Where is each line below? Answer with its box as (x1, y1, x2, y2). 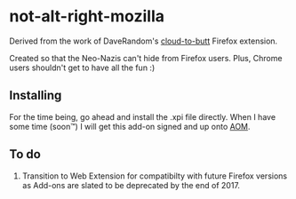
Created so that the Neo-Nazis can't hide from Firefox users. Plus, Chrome (9, 52, 283, 63)
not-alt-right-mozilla (9, 6, 164, 27)
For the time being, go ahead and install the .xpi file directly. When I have (9, 111, 276, 122)
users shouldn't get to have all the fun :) (9, 62, 156, 73)
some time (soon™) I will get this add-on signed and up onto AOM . (9, 121, 251, 131)
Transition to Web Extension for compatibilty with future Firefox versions (21, 171, 287, 181)
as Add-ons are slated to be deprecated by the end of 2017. (21, 179, 240, 190)
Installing (9, 88, 62, 103)
